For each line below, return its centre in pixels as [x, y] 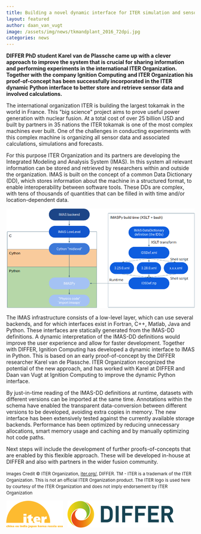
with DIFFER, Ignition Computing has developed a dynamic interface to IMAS [100, 349]
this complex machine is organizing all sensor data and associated [88, 137]
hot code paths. [26, 437]
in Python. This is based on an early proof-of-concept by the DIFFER [91, 356]
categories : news [28, 38]
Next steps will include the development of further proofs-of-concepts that [98, 449]
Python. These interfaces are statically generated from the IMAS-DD [90, 330]
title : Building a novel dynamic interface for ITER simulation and [93, 13]
